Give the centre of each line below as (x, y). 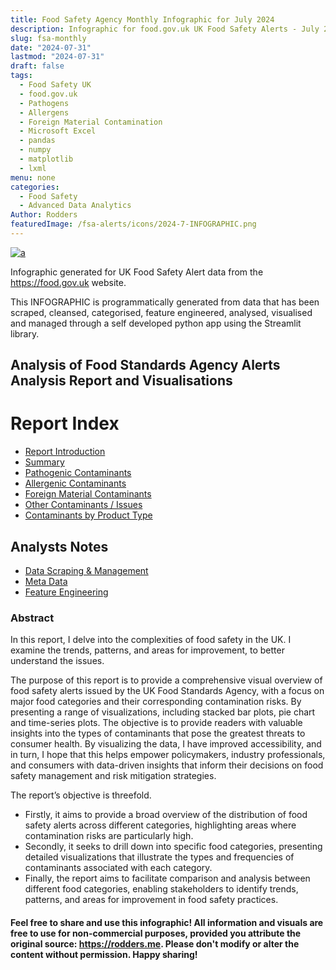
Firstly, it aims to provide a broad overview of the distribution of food (166, 815)
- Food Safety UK (55, 85)
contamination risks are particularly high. (109, 836)
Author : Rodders (44, 215)
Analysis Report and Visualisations (121, 381)
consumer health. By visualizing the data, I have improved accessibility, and (166, 744)
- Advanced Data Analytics (75, 206)
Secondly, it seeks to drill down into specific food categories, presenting (173, 847)
